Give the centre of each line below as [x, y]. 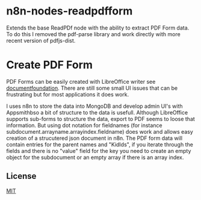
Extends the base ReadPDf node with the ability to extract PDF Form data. [98, 28]
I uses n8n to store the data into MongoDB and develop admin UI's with [94, 106]
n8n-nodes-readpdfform [70, 11]
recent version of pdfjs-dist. [41, 40]
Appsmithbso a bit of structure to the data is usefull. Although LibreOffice [97, 112]
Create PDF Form [50, 65]
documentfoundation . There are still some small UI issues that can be [92, 88]
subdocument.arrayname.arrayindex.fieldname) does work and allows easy [100, 131]
